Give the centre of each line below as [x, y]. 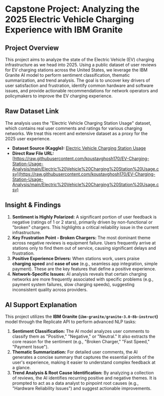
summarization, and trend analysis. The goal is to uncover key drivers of [78, 80]
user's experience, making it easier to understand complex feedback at [84, 362]
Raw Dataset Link [32, 111]
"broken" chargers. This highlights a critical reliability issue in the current [85, 227]
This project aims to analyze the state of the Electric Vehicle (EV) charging [80, 59]
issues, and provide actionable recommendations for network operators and [82, 91]
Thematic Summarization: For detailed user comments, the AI [75, 352]
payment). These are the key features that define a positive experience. [84, 269]
